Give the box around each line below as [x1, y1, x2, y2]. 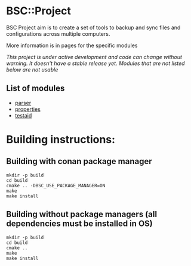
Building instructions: [6, 132, 115, 146]
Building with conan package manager [6, 156, 152, 166]
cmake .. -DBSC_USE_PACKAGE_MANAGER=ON [6, 183, 106, 188]
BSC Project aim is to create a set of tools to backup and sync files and [6, 24, 181, 31]
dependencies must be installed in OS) [6, 219, 153, 229]
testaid [14, 112, 32, 119]
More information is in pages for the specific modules [6, 42, 138, 49]
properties [14, 106, 41, 113]
